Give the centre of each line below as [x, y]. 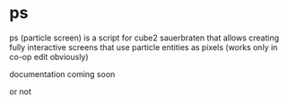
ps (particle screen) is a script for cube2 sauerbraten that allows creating [144, 38]
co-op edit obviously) [49, 56]
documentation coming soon [62, 74]
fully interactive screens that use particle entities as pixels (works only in [144, 47]
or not [20, 91]
